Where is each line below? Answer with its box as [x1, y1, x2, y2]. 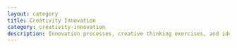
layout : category [7, 10, 59, 18]
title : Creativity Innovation [7, 17, 97, 24]
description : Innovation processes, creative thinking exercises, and [7, 30, 219, 37]
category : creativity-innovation [7, 23, 106, 30]
